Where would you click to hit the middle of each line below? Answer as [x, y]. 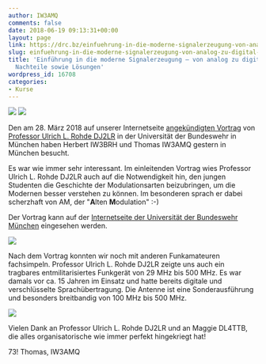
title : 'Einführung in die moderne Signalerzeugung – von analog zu [123, 60]
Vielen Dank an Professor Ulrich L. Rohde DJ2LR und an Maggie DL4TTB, [128, 328]
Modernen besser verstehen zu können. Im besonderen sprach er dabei [125, 194]
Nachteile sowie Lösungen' [60, 67]
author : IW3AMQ [33, 15]
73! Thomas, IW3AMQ [44, 352]
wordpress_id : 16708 [42, 74]
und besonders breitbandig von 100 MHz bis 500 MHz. [98, 298]
